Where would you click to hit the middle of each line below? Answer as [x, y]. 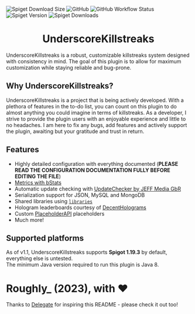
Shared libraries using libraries [53, 201]
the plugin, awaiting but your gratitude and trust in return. [75, 131]
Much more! [29, 220]
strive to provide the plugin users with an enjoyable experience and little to [96, 119]
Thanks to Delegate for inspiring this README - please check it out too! [92, 305]
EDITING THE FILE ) [38, 176]
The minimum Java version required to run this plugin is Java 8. [83, 265]
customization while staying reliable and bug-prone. [69, 67]
